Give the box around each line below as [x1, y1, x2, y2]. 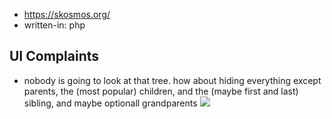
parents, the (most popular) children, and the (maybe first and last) [23, 85, 299, 97]
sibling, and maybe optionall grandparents [23, 97, 198, 109]
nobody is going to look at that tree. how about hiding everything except [23, 74, 322, 86]
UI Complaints [9, 48, 100, 65]
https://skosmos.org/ [23, 9, 111, 20]
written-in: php [23, 19, 86, 31]
